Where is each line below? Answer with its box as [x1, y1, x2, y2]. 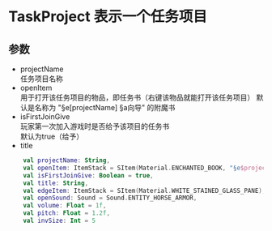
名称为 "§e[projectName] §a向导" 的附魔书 [34, 103, 176, 112]
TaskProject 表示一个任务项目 [8, 7, 208, 26]
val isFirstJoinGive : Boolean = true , [23, 171, 154, 179]
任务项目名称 [19, 74, 63, 83]
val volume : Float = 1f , [23, 202, 107, 210]
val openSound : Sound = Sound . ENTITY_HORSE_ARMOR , [23, 194, 198, 203]
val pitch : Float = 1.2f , [23, 209, 111, 217]
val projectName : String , [23, 156, 111, 165]
